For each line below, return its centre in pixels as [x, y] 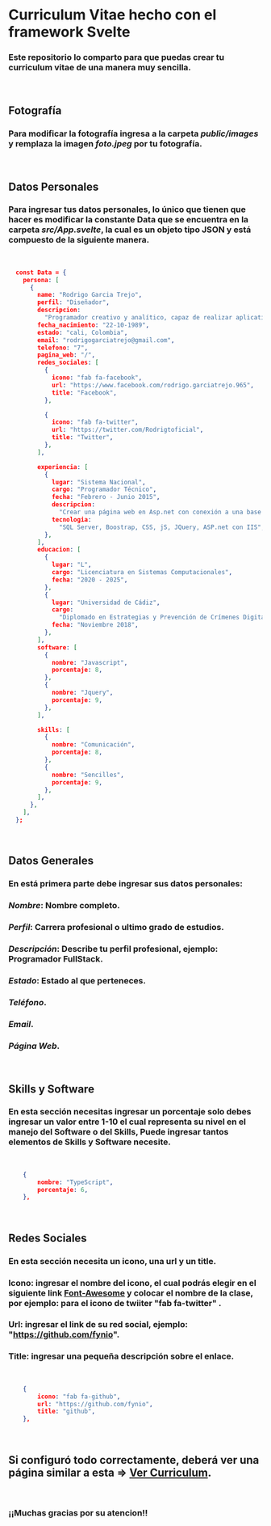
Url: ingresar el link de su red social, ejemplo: [98, 1325]
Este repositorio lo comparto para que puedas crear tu [117, 57]
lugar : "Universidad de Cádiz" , [106, 602]
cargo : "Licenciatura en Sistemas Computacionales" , [142, 573]
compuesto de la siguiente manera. [79, 240]
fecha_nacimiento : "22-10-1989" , [94, 325]
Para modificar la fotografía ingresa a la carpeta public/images [133, 133]
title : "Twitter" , [82, 438]
